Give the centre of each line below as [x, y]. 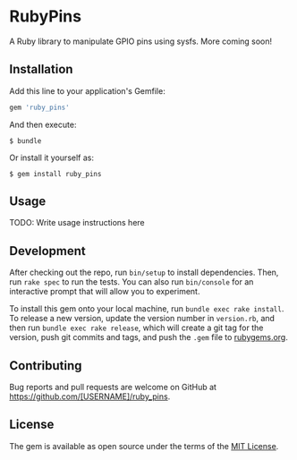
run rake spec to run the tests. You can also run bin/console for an [132, 282]
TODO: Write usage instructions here [77, 223]
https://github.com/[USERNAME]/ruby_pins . [90, 396]
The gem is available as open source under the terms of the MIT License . [144, 446]
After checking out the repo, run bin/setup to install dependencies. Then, [144, 273]
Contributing [46, 366]
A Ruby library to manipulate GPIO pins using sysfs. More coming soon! [141, 41]
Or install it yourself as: [51, 158]
